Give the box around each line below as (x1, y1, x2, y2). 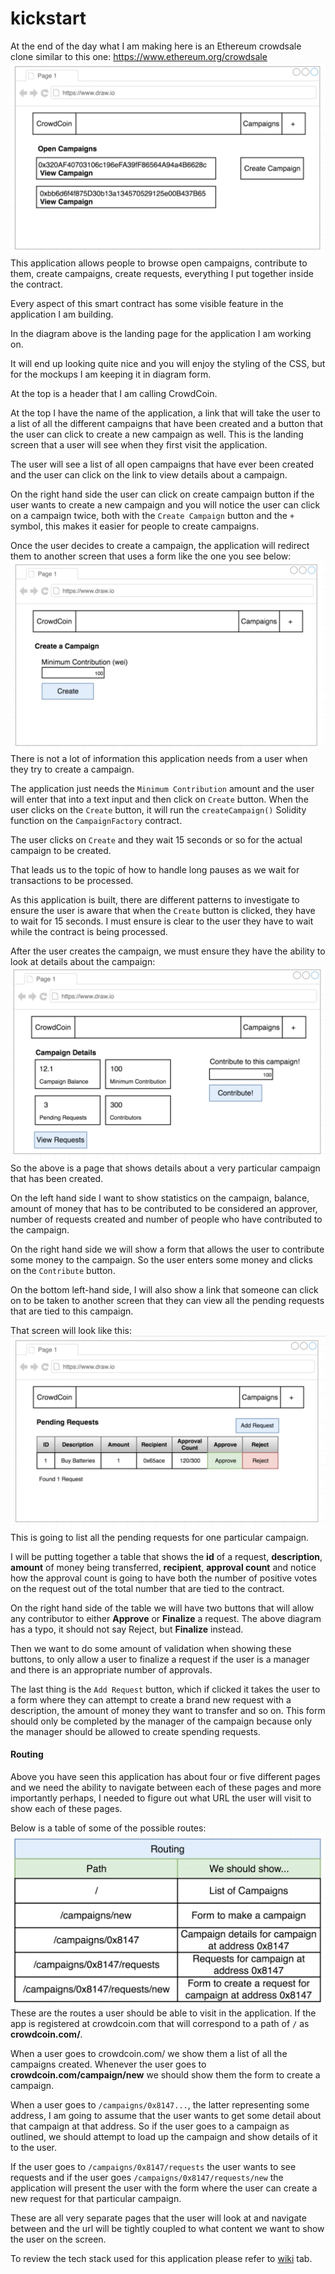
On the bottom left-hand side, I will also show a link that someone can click (10, 1283, 319, 1296)
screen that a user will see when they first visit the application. (10, 439, 268, 451)
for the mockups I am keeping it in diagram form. (10, 368, 212, 381)
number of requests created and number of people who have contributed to (10, 1213, 323, 1225)
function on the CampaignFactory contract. (10, 814, 183, 826)
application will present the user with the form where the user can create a (10, 2182, 318, 2194)
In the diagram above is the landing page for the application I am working (10, 328, 312, 340)
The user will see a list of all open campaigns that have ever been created (10, 458, 315, 471)
